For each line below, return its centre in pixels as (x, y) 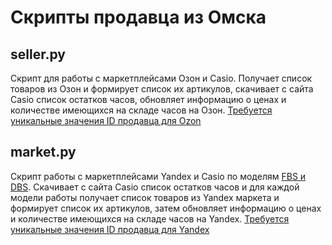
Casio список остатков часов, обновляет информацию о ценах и (148, 99)
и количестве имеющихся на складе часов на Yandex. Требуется (150, 218)
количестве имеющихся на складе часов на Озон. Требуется (141, 110)
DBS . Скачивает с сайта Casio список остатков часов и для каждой (155, 187)
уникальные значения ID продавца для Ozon (106, 120)
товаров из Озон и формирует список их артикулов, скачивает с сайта (162, 89)
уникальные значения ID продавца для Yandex (110, 229)
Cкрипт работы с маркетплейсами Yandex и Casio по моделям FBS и (158, 176)
